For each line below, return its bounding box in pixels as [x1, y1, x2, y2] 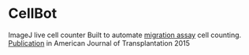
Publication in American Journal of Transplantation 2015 [8, 38, 191, 47]
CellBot [8, 5, 58, 22]
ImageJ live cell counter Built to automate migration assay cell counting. [8, 30, 242, 40]
